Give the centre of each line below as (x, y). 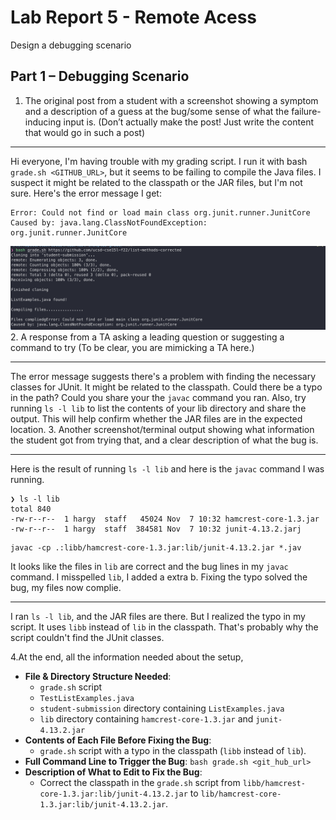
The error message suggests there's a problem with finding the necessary (163, 376)
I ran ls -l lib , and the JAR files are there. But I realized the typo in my (158, 616)
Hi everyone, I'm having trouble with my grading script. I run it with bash (159, 161)
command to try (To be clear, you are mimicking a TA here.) (132, 347)
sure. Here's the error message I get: (86, 193)
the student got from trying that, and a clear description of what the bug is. (164, 440)
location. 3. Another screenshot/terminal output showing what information (162, 429)
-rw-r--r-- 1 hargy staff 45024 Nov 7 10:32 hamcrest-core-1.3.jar (165, 519)
